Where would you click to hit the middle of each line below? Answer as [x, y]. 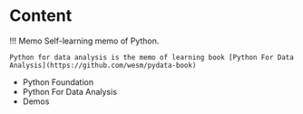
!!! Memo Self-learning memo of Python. [84, 41]
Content [41, 16]
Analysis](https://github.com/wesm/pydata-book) [103, 65]
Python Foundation [58, 81]
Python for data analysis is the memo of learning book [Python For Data [152, 57]
